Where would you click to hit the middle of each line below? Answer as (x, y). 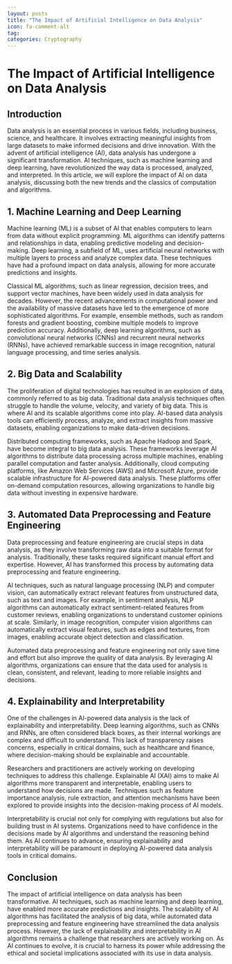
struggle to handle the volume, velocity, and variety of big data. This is (108, 405)
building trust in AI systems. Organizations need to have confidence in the (113, 826)
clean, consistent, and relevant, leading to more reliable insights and (105, 672)
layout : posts (28, 14)
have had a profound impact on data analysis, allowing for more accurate (111, 265)
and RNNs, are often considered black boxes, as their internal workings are (114, 733)
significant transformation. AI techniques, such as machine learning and (110, 160)
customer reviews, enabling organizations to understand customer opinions (115, 614)
